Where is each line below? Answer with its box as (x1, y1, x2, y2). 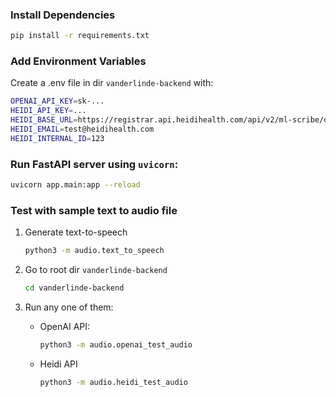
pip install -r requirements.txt (10, 31, 150, 41)
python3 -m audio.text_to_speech (24, 246, 165, 256)
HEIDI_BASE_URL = (10, 115, 78, 125)
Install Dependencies (10, 8, 116, 22)
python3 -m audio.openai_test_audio (39, 340, 193, 350)
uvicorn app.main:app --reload (10, 180, 141, 190)
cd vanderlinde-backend (24, 283, 125, 293)
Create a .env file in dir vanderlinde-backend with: (10, 77, 214, 89)
